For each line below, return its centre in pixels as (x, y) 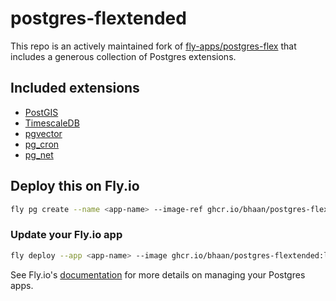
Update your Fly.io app (66, 235)
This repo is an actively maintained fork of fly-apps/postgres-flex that (153, 46)
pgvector (43, 133)
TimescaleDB (52, 123)
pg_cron (42, 144)
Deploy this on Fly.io (75, 186)
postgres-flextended (98, 18)
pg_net (39, 154)
